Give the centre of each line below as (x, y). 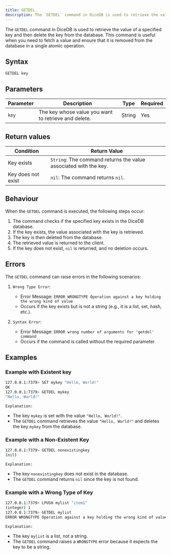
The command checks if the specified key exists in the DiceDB (78, 221)
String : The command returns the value (98, 159)
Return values (28, 137)
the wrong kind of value (47, 301)
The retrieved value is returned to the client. (59, 243)
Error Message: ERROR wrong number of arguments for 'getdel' (87, 331)
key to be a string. (32, 547)
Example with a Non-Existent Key (47, 440)
